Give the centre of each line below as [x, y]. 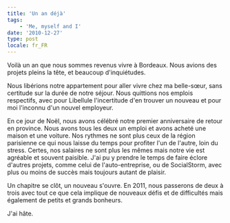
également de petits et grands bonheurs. [65, 200]
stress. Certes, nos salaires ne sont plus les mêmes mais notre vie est [106, 150]
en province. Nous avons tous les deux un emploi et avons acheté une [107, 128]
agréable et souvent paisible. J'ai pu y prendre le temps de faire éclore [107, 158]
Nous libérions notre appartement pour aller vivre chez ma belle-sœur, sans [115, 86]
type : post [23, 39]
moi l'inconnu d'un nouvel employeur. [60, 108]
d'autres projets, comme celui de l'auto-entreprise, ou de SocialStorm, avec [115, 165]
